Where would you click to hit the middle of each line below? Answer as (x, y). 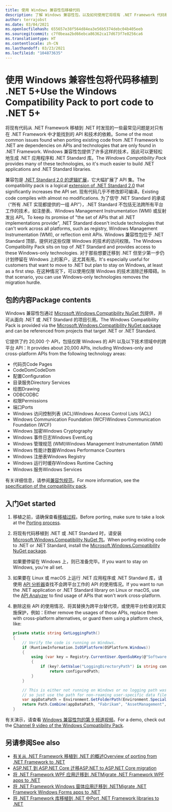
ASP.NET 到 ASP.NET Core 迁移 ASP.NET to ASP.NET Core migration (85, 768)
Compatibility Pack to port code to (79, 102)
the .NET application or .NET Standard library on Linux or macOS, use (86, 590)
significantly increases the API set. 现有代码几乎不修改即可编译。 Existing (82, 192)
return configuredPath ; (75, 671)
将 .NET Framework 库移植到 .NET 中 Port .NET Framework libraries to (86, 798)
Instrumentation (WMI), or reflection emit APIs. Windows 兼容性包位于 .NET (84, 235)
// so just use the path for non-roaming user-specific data (89, 695)
